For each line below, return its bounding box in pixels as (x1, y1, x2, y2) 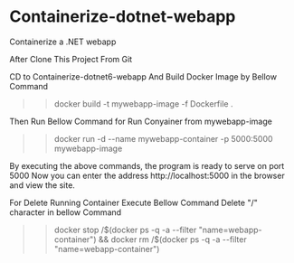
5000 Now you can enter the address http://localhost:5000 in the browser (9, 170, 285, 181)
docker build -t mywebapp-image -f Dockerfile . (53, 98, 233, 109)
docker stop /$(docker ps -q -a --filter (53, 224, 197, 235)
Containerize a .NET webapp (9, 36, 117, 47)
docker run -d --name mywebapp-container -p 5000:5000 (53, 133, 273, 144)
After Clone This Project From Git (9, 53, 133, 64)
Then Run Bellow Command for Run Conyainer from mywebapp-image (9, 116, 273, 127)
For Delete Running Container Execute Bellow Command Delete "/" (9, 197, 258, 208)
